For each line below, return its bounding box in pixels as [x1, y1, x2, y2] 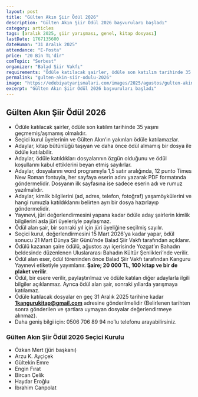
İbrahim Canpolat [14, 384, 57, 391]
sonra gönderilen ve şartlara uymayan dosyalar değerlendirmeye [14, 305, 172, 312]
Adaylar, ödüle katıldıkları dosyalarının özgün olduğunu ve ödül [14, 154, 167, 162]
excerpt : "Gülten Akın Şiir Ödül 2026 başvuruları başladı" [6, 86, 157, 92]
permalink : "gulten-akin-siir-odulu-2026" [6, 75, 112, 80]
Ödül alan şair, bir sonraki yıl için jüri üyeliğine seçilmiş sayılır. [14, 224, 164, 231]
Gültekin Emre [14, 359, 49, 366]
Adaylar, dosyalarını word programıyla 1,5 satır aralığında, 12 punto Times [14, 167, 192, 175]
